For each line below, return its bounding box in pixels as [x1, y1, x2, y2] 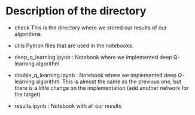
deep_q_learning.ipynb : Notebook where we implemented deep [14, 53, 172, 60]
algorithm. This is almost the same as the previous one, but [36, 78, 182, 85]
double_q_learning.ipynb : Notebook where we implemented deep [14, 71, 177, 78]
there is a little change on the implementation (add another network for [14, 84, 189, 91]
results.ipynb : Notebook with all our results [14, 102, 122, 109]
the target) [14, 90, 41, 98]
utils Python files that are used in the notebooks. [14, 42, 134, 49]
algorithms [14, 30, 41, 37]
